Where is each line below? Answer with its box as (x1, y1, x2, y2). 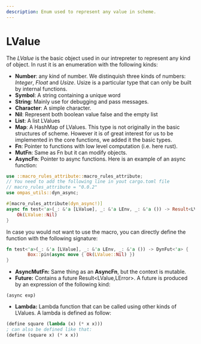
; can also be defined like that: (6, 327, 93, 333)
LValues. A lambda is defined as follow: (14, 309, 112, 316)
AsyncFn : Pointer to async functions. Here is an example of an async (14, 155, 186, 162)
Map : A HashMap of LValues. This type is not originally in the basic (14, 123, 180, 131)
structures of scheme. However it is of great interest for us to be (14, 129, 173, 137)
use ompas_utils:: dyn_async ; (6, 190, 79, 196)
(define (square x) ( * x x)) (6, 332, 79, 338)
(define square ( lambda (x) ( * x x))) (6, 321, 103, 327)
